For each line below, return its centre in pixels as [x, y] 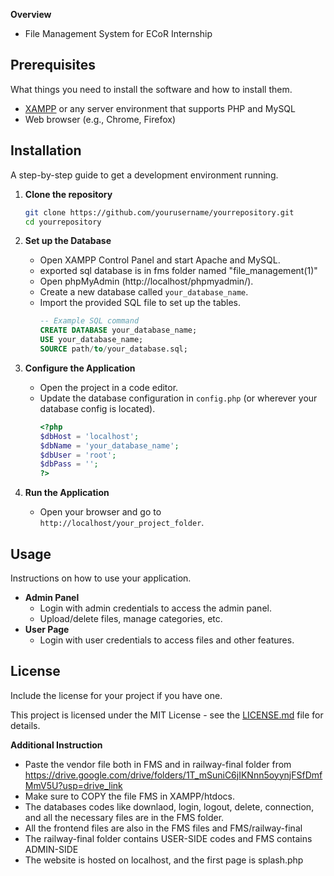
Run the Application [67, 493]
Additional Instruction [56, 745]
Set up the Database [68, 241]
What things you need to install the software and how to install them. [151, 89]
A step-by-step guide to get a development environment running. [144, 175]
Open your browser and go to [100, 512]
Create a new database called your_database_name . [144, 292]
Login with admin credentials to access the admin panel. [155, 608]
